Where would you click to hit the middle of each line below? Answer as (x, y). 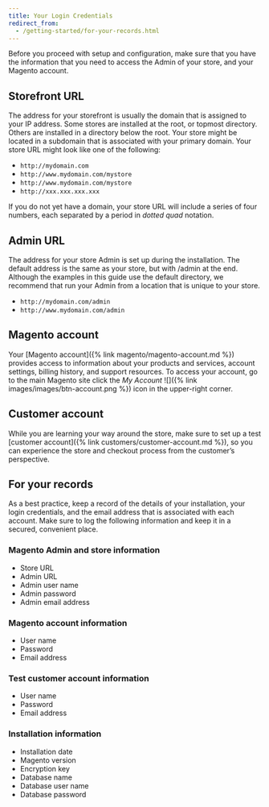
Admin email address (55, 602)
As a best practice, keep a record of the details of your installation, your (127, 503)
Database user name (54, 785)
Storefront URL (46, 96)
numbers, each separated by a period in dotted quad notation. (111, 215)
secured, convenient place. (53, 529)
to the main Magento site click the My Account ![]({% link (103, 380)
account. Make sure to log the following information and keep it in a (120, 521)
